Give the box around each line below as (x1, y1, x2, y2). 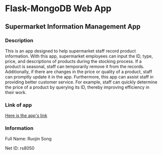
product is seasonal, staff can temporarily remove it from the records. (5, 63, 144, 69)
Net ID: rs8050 (5, 145, 35, 151)
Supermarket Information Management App (5, 22, 141, 31)
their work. (5, 89, 27, 95)
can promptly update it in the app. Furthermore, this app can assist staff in (5, 74, 154, 79)
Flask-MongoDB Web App (5, 3, 112, 14)
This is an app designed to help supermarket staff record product (5, 48, 136, 54)
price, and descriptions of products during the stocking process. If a (5, 58, 142, 64)
